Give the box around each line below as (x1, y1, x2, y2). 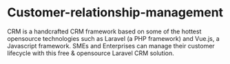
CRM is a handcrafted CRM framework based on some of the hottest (7, 27, 202, 35)
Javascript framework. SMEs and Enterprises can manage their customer (7, 42, 215, 50)
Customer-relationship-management (7, 5, 224, 20)
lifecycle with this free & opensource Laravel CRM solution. (7, 49, 174, 57)
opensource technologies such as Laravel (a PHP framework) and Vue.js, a (7, 34, 220, 42)
